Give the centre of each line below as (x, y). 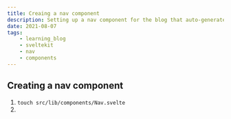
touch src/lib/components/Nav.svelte (71, 103)
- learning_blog (43, 39)
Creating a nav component (65, 86)
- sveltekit (36, 45)
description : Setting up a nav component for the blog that (95, 20)
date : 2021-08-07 (32, 26)
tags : (15, 32)
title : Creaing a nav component (53, 13)
